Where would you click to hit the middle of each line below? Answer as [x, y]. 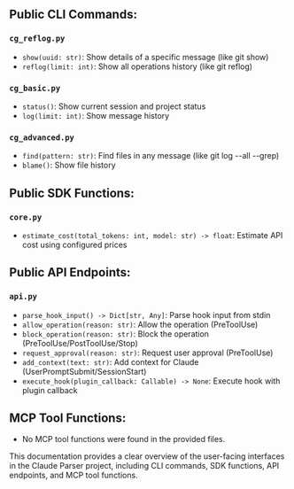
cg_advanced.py [42, 137]
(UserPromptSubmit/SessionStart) [84, 371]
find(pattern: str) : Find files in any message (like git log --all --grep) [151, 156]
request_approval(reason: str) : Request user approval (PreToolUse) [147, 353]
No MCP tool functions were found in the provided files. [124, 439]
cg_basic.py [35, 88]
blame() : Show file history [69, 165]
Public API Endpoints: [70, 272]
